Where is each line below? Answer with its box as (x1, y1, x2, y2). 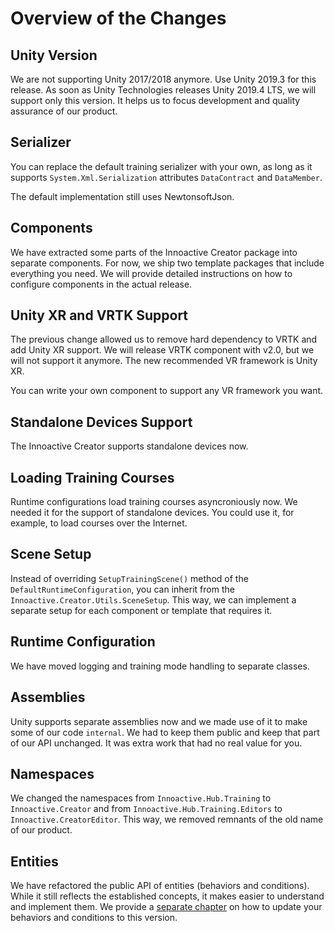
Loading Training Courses (10, 469, 175, 486)
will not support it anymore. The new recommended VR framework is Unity (10, 355, 318, 367)
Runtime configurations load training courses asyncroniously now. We (10, 496, 298, 508)
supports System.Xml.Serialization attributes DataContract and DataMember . (10, 171, 323, 183)
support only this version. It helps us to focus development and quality (10, 95, 301, 106)
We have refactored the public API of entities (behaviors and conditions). (10, 880, 310, 892)
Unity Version (10, 47, 98, 64)
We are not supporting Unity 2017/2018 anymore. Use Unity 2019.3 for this (10, 73, 317, 85)
